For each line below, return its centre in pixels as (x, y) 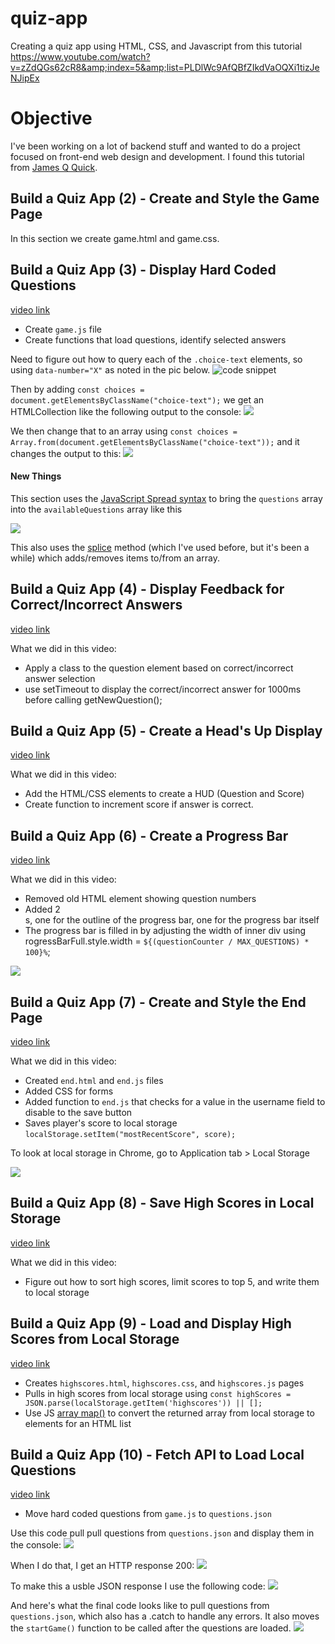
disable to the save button (78, 1112)
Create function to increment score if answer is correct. (139, 804)
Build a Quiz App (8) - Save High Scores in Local (162, 1203)
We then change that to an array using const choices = (124, 431)
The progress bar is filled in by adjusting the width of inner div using (165, 931)
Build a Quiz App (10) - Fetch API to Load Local (157, 1454)
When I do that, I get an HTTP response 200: (102, 1566)
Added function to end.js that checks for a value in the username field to (175, 1101)
